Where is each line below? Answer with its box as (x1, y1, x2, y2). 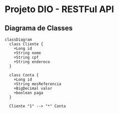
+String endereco (14, 59, 50, 64)
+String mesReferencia (14, 82, 62, 87)
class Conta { (9, 72, 39, 78)
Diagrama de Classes (5, 24, 73, 32)
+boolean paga (14, 90, 43, 95)
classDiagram (5, 37, 32, 42)
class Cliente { (9, 42, 43, 47)
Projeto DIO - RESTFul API (5, 4, 114, 15)
